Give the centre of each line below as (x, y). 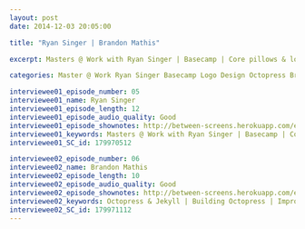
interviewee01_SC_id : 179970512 (70, 143)
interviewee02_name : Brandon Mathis (79, 168)
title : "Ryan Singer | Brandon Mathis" (85, 43)
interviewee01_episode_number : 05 (75, 92)
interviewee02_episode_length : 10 (75, 176)
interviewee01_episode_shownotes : (75, 125)
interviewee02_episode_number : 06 (75, 159)
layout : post (34, 18)
